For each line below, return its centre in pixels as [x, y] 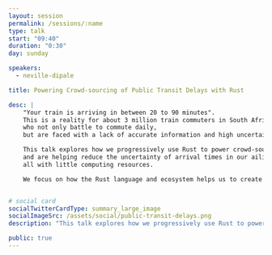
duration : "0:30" [38, 46]
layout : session [36, 16]
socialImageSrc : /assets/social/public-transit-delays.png [110, 216]
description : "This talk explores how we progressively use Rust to [126, 223]
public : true [30, 238]
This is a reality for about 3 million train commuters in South [136, 120]
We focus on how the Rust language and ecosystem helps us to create [143, 179]
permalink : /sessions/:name [56, 23]
